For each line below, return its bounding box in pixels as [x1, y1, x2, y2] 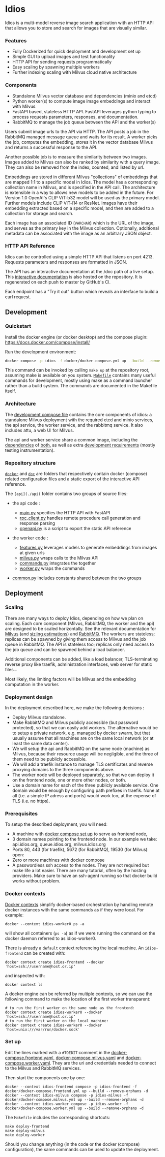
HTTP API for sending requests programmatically [12, 59, 112, 65]
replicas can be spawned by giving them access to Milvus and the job [5, 636, 146, 642]
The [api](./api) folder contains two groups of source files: [5, 491, 128, 497]
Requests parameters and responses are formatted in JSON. [5, 259, 128, 265]
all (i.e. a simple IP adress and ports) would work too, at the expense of [12, 792, 156, 798]
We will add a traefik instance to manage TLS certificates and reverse [12, 761, 153, 767]
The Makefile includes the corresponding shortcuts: [5, 1114, 110, 1120]
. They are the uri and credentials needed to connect [50, 1060, 156, 1066]
